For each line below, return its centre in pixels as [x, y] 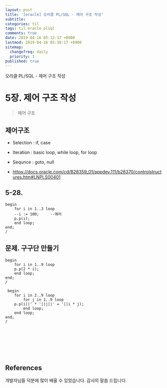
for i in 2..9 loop [35, 295]
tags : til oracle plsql [30, 29]
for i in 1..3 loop [35, 209]
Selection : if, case [32, 143]
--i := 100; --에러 [38, 214]
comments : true [21, 33]
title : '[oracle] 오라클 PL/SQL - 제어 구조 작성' [54, 15]
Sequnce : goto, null [33, 162]
